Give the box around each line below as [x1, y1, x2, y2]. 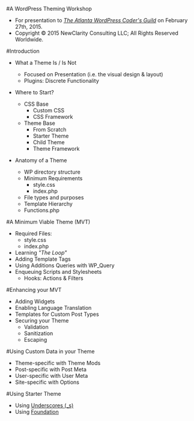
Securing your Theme [14, 317, 69, 324]
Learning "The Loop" [14, 249, 67, 256]
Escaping [23, 336, 47, 343]
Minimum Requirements [23, 175, 83, 182]
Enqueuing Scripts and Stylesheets [14, 268, 102, 275]
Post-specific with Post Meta [14, 366, 87, 373]
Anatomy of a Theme [14, 157, 67, 164]
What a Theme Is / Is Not [14, 59, 77, 66]
